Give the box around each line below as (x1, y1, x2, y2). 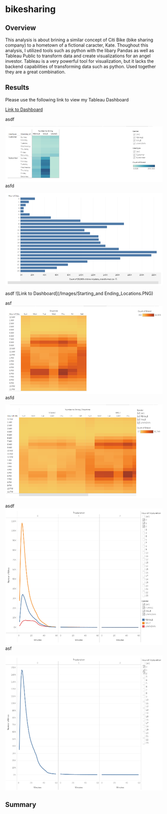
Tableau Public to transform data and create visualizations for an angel (5, 53, 151, 59)
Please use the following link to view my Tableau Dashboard (5, 96, 129, 102)
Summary (5, 800, 36, 809)
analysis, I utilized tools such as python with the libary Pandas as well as (5, 48, 154, 53)
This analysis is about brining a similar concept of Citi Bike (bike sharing (5, 37, 153, 43)
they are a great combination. (5, 69, 66, 75)
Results (5, 83, 29, 92)
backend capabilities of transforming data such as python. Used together (5, 64, 156, 69)
